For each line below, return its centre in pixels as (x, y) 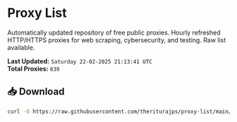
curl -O (19, 111)
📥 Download (36, 92)
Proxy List (37, 13)
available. (21, 47)
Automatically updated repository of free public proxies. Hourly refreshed (114, 32)
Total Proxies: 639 (34, 68)
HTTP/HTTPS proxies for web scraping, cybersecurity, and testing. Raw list (117, 39)
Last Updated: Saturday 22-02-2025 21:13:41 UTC (80, 61)
